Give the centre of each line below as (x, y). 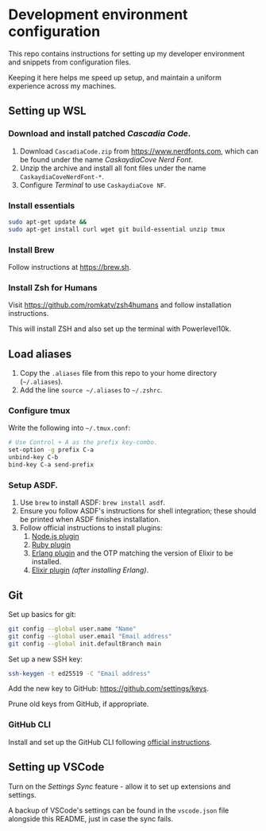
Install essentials (42, 205)
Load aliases (40, 354)
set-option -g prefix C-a (51, 450)
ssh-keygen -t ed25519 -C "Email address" (79, 673)
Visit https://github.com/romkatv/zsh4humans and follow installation (120, 305)
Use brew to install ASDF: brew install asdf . (93, 502)
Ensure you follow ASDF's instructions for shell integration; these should (138, 511)
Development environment (98, 15)
